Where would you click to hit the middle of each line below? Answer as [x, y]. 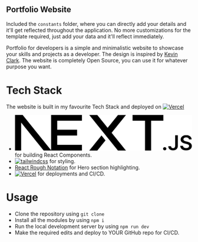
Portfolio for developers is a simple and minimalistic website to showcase [95, 48]
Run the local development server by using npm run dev [82, 226]
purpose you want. [29, 67]
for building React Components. [53, 155]
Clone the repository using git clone [60, 214]
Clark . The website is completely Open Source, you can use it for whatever [97, 60]
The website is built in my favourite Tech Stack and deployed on [84, 107]
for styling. [62, 161]
